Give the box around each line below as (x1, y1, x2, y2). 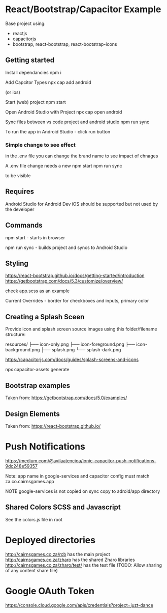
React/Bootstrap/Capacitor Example (5, 4, 161, 15)
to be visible (5, 173, 31, 179)
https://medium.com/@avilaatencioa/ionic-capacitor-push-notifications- (5, 457, 156, 464)
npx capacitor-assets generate (5, 367, 70, 373)
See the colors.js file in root (5, 516, 62, 522)
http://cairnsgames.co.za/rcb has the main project (5, 551, 110, 557)
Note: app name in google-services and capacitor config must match (5, 472, 150, 479)
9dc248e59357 (5, 463, 38, 469)
